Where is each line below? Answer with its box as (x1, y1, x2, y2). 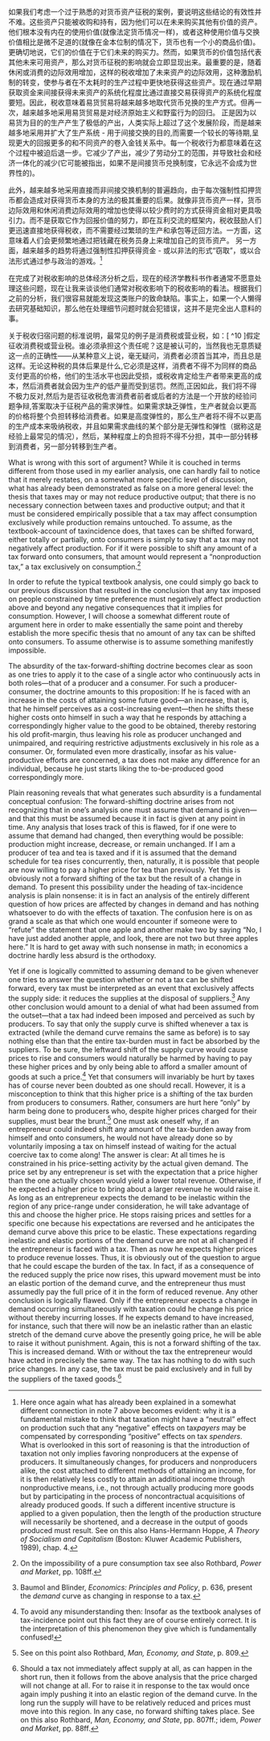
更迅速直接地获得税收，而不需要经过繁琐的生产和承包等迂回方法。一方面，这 (8, 226, 262, 235)
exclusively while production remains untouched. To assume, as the (8, 517, 233, 527)
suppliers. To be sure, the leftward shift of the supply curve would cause (8, 1044, 248, 1054)
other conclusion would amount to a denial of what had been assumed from (8, 1001, 259, 1011)
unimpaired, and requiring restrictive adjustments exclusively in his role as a (8, 738, 260, 748)
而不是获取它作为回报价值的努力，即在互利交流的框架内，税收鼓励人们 (29, 216, 262, 225)
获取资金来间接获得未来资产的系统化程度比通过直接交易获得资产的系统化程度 (8, 88, 262, 97)
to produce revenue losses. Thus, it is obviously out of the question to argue (8, 1253, 261, 1262)
